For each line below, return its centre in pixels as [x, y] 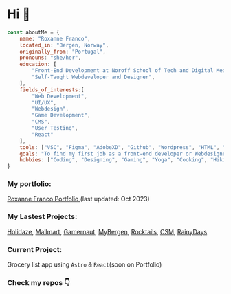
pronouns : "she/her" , [50, 58]
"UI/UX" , [44, 102]
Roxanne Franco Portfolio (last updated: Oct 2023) [78, 199]
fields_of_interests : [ [52, 90]
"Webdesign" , [51, 109]
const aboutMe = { [33, 32]
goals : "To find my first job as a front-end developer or [106, 154]
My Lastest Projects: [42, 217]
